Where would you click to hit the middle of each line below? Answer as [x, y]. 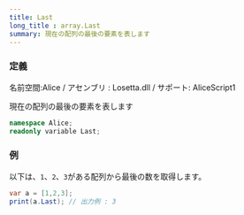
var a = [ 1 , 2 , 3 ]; [41, 193]
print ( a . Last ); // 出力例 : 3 [63, 201]
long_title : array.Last [55, 26]
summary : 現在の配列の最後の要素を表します [80, 34]
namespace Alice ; [41, 123]
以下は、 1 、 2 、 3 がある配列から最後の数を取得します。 [108, 176]
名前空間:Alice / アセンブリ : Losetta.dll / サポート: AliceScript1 [122, 87]
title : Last [31, 17]
